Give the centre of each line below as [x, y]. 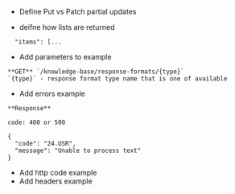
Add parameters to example [65, 57]
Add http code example [58, 173]
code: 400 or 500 [37, 122]
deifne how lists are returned [67, 27]
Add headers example [56, 181]
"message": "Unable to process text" [78, 151]
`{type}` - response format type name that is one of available [117, 79]
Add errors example [52, 93]
